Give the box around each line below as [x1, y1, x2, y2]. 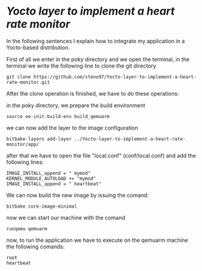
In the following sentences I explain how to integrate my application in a [6, 37, 185, 44]
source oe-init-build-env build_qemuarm [6, 113, 110, 119]
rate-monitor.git [6, 79, 50, 85]
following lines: [6, 158, 44, 166]
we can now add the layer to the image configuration [6, 124, 138, 132]
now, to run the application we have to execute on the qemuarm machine [6, 236, 189, 244]
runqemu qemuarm [6, 225, 47, 232]
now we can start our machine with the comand [6, 214, 126, 221]
